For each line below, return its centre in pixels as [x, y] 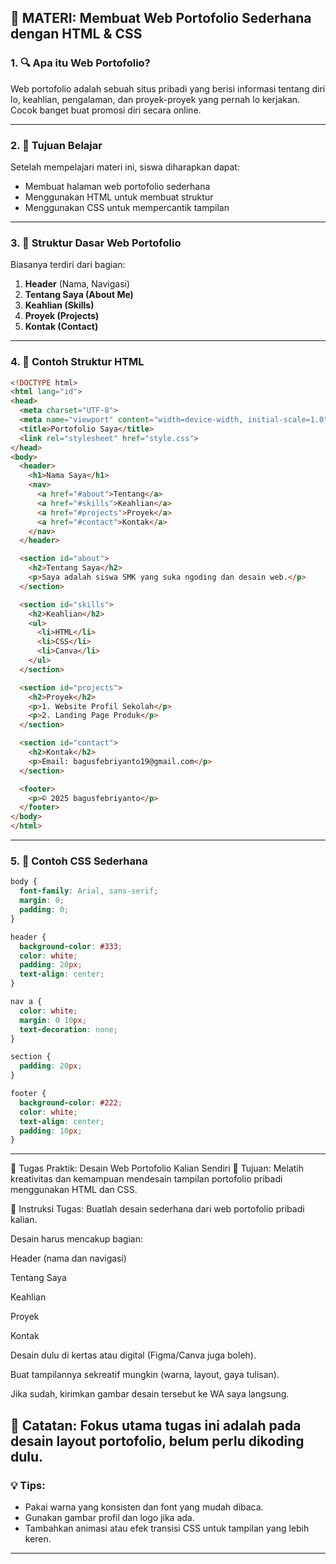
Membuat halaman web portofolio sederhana [117, 186]
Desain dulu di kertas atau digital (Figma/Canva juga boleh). [133, 1355]
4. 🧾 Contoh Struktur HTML [77, 362]
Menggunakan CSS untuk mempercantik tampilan [127, 207]
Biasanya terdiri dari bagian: [68, 265]
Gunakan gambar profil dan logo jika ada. [109, 1517]
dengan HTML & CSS [76, 34]
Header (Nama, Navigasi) [77, 284]
